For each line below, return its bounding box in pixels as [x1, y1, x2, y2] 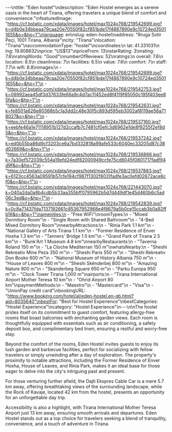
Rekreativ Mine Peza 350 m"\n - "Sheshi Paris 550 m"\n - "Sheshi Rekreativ [5, 250, 166, 255]
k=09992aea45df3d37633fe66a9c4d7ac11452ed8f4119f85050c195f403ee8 [5, 92, 166, 97]
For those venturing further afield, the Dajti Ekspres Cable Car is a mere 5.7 [5, 378, 164, 384]
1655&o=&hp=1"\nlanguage [5, 32, 63, 37]
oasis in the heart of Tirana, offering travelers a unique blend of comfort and [5, 10, 167, 16]
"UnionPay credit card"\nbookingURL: [5, 287, 86, 294]
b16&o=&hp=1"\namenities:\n [5, 211, 67, 217]
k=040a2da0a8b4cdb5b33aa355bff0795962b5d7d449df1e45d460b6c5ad [5, 190, 165, 195]
